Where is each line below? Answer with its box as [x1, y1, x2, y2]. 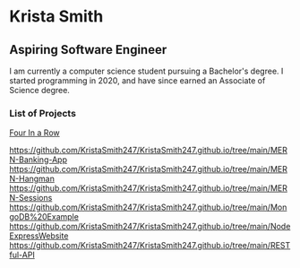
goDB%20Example [9, 212, 79, 222]
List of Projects [9, 107, 76, 119]
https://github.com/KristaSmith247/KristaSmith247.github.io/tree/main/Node [9, 221, 291, 232]
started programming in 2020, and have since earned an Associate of [9, 75, 266, 86]
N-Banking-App [9, 154, 67, 165]
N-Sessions [9, 193, 53, 203]
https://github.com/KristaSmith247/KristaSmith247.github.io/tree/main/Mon [9, 202, 287, 212]
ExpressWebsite [9, 230, 69, 241]
